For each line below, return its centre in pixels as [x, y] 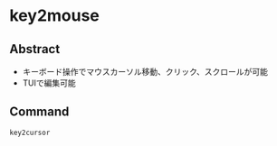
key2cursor [30, 132]
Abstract [35, 49]
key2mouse [54, 16]
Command [39, 112]
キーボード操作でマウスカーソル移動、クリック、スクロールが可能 [145, 72]
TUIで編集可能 [49, 83]
